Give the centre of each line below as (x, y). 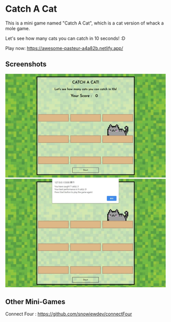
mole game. (18, 28)
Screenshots (26, 64)
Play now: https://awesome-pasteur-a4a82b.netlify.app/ (64, 48)
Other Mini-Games (35, 302)
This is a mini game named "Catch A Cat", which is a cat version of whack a (84, 23)
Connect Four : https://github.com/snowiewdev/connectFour (69, 314)
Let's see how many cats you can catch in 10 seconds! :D (65, 38)
